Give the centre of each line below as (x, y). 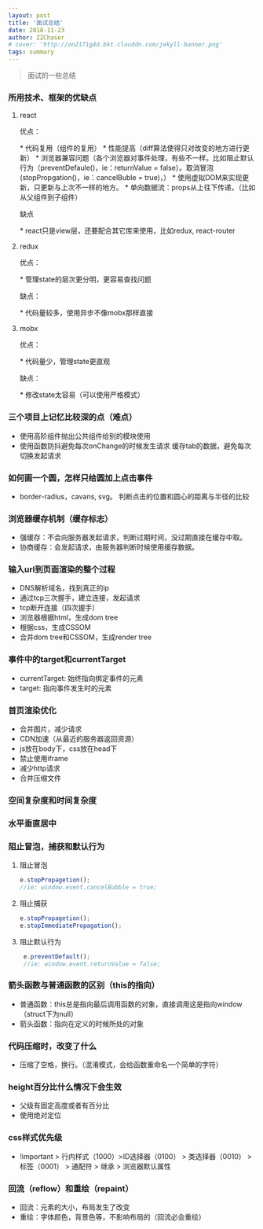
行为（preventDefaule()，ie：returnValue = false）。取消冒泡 (117, 168)
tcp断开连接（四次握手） (59, 608)
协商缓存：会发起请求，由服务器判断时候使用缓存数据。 (109, 547)
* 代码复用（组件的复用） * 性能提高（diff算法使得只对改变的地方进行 (131, 148)
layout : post (29, 15)
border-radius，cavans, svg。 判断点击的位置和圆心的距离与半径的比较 (134, 496)
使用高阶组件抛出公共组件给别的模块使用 (85, 436)
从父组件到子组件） (51, 197)
